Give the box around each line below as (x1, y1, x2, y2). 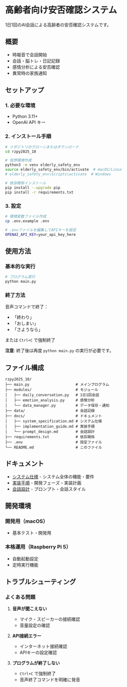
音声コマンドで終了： (5, 304, 48, 310)
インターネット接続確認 (19, 644, 67, 649)
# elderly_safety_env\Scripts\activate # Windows (5, 172, 111, 177)
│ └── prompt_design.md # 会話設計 (5, 429, 95, 434)
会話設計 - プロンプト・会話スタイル (12, 486, 86, 492)
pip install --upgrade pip (5, 185, 61, 190)
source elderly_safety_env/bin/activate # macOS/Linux (5, 167, 122, 172)
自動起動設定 (12, 556, 38, 562)
